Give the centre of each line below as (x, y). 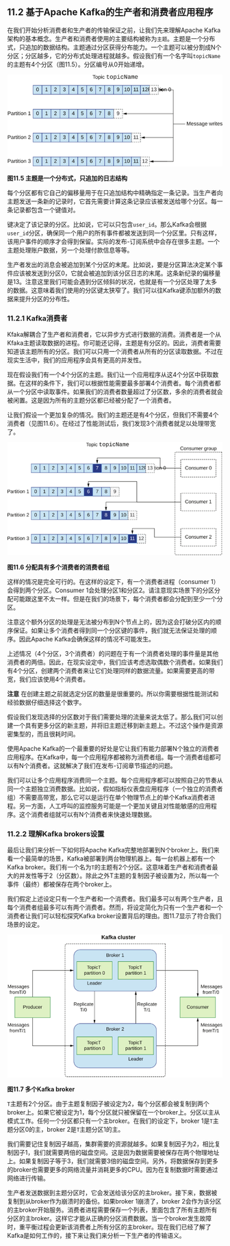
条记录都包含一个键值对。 (43, 209)
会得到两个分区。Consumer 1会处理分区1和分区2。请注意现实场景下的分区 (111, 590)
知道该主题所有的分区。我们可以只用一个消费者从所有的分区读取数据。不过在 (115, 352)
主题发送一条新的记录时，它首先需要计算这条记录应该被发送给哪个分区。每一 (115, 201)
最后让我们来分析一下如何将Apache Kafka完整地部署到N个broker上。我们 (110, 850)
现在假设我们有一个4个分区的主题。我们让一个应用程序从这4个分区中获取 (110, 374)
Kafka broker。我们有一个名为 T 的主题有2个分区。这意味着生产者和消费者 (110, 867)
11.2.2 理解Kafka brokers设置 (56, 834)
